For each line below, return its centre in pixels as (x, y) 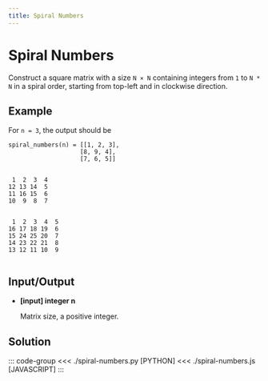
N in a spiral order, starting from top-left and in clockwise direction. (118, 86)
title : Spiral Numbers (46, 16)
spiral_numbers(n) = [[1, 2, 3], (64, 145)
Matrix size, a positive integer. (69, 316)
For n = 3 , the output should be (60, 130)
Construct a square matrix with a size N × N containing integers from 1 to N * (134, 78)
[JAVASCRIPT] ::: (36, 369)
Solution (30, 341)
